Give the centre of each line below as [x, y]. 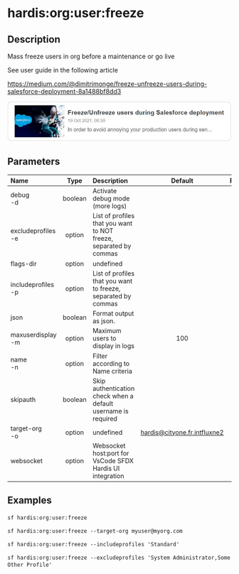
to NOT [103, 231]
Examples [30, 500]
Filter [100, 356]
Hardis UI [106, 469]
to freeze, [106, 288]
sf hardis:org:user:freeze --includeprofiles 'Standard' [94, 544]
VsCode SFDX [113, 461]
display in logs [113, 346]
